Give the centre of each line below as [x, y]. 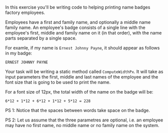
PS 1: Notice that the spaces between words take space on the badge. [78, 110]
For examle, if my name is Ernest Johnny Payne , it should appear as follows [82, 48]
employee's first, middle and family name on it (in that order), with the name [83, 33]
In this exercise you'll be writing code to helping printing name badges [78, 7]
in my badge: [19, 53]
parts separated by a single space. [41, 38]
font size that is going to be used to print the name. [58, 82]
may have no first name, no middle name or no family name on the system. [82, 125]
